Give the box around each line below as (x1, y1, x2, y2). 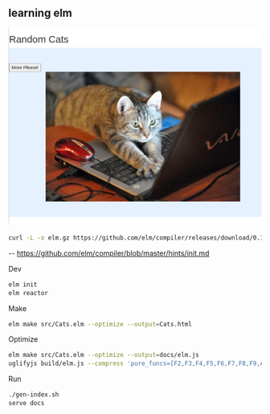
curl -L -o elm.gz (8, 233, 70, 242)
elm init (8, 281, 38, 289)
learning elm (8, 6, 72, 20)
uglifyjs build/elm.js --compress (8, 359, 125, 368)
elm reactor (8, 289, 48, 297)
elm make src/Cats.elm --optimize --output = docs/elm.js (8, 351, 199, 359)
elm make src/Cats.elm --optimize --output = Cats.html (8, 320, 193, 328)
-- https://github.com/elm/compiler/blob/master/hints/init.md (8, 248, 210, 258)
